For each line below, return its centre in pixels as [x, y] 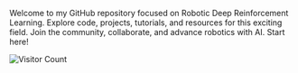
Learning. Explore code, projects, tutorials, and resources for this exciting [146, 23]
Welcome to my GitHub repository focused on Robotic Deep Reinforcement [149, 13]
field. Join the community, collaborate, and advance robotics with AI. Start [147, 32]
